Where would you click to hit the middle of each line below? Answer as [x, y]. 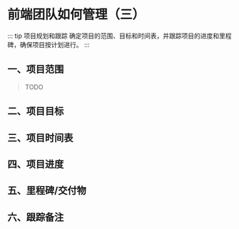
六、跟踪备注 [36, 217]
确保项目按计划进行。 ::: [55, 44]
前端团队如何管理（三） [76, 15]
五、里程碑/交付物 [47, 191]
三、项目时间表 [40, 137]
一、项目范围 [36, 70]
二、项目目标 [36, 111]
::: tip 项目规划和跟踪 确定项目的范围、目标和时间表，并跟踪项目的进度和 [113, 36]
